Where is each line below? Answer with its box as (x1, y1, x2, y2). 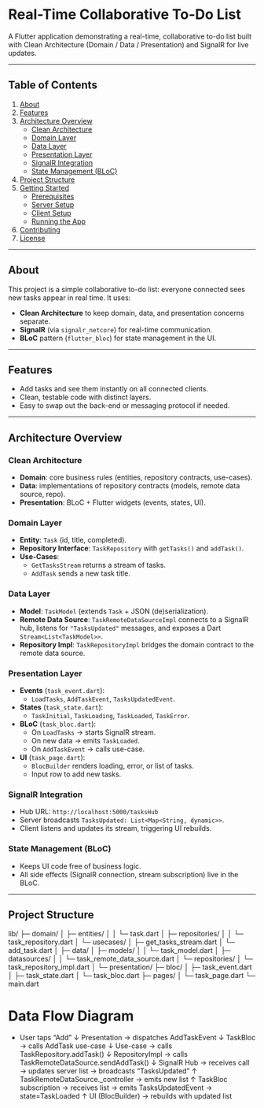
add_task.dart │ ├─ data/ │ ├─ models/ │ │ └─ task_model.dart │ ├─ (8, 946, 231, 955)
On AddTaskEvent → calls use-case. (31, 744, 145, 754)
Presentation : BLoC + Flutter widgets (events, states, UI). (19, 498, 206, 507)
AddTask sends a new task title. (31, 569, 131, 578)
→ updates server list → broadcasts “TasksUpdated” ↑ (19, 1066, 198, 1076)
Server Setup (31, 199, 75, 209)
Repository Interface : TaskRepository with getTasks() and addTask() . (19, 543, 244, 553)
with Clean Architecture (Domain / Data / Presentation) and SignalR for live (8, 39, 249, 49)
